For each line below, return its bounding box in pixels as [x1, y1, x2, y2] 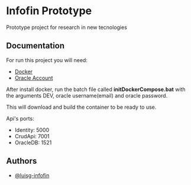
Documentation [6, 41, 65, 51]
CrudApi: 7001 [14, 132, 50, 139]
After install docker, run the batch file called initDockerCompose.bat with [6, 86, 186, 93]
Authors [6, 156, 37, 166]
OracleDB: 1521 [14, 139, 52, 146]
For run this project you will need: [6, 56, 88, 63]
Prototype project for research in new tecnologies [6, 24, 127, 31]
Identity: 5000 [14, 126, 50, 134]
